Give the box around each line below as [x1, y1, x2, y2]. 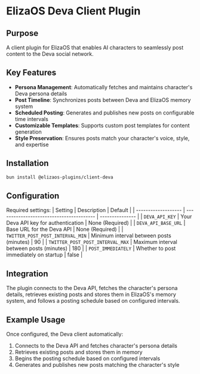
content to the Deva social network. [6, 50, 94, 58]
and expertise [14, 141, 49, 148]
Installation [6, 158, 49, 168]
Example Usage [6, 315, 66, 325]
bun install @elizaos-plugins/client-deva [6, 174, 113, 180]
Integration [6, 269, 49, 279]
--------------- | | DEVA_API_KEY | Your [99, 213, 192, 220]
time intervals [14, 115, 49, 122]
